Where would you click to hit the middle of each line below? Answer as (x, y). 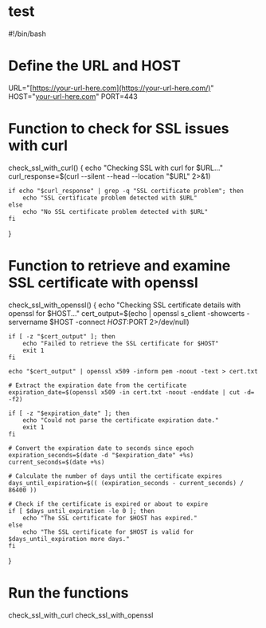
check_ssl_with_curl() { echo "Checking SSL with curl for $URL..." (115, 168)
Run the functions (68, 592)
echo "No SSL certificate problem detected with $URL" (115, 211)
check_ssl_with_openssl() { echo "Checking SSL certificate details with (125, 305)
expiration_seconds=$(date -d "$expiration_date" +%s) (101, 455)
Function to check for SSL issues (119, 129)
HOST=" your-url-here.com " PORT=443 (73, 96)
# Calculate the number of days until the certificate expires (115, 476)
